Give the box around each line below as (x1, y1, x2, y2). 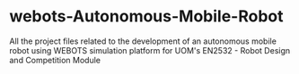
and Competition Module (9, 54, 101, 65)
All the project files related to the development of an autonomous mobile (9, 36, 277, 46)
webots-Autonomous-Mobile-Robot (9, 6, 284, 27)
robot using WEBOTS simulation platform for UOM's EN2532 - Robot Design (9, 45, 291, 55)
